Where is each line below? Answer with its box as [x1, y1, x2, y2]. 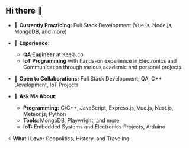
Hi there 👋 [5, 6, 43, 16]
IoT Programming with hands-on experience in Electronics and [23, 57, 177, 64]
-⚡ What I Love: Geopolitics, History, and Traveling [5, 134, 130, 142]
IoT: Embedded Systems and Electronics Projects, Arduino [23, 123, 166, 130]
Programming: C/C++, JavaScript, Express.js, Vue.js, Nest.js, [23, 104, 174, 111]
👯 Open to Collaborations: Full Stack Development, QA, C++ [14, 75, 162, 82]
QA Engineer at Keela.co [23, 51, 84, 58]
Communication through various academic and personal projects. [23, 63, 183, 70]
